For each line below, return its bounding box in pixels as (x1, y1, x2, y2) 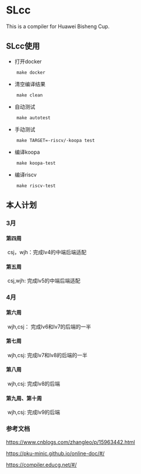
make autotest (16, 115, 51, 120)
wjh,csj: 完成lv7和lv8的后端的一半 (7, 351, 88, 358)
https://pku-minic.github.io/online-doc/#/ (6, 449, 105, 456)
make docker (16, 70, 45, 75)
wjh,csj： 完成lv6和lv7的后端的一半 (7, 323, 91, 330)
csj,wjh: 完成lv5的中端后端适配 (7, 277, 80, 284)
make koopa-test (16, 160, 57, 166)
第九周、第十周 (6, 395, 42, 402)
